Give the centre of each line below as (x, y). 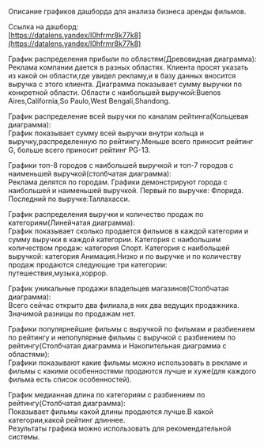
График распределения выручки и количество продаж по (106, 214)
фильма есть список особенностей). (70, 380)
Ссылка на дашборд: (43, 27)
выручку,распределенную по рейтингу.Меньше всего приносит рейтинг (131, 141)
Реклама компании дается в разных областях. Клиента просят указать (128, 67)
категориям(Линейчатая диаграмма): (72, 222)
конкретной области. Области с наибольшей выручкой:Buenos (115, 93)
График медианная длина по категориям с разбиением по (107, 395)
